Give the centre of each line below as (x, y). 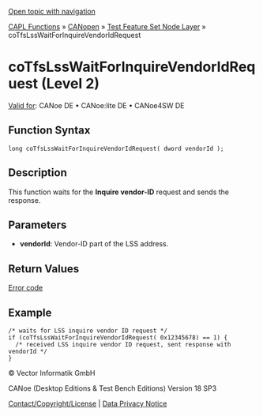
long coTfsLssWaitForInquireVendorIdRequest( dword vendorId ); (116, 148)
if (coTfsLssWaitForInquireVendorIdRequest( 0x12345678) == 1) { (118, 338)
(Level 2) (70, 84)
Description (38, 173)
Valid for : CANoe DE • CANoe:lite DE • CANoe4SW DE (96, 105)
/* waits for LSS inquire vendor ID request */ (88, 331)
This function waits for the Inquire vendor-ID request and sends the (118, 192)
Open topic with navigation (52, 11)
